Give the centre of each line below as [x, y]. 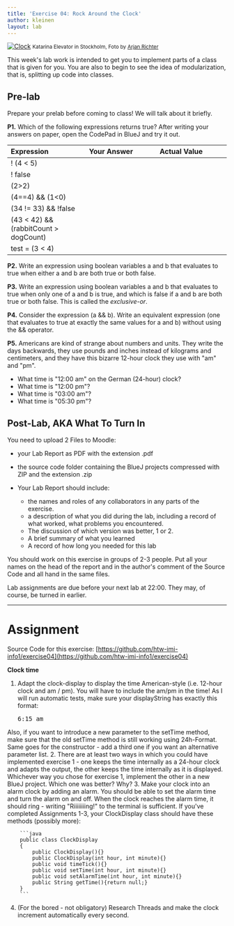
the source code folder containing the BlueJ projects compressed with [118, 467]
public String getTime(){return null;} [90, 882]
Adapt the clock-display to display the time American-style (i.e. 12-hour [120, 683]
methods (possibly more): [44, 821]
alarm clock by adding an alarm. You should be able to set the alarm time [112, 791]
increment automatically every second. [73, 915]
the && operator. [31, 330]
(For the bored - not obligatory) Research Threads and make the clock [118, 907]
